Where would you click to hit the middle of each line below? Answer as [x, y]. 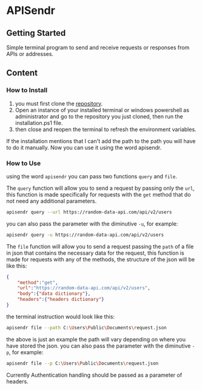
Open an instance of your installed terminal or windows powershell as [102, 110]
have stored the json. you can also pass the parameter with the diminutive [99, 346]
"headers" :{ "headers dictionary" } [61, 300]
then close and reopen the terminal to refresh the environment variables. [106, 129]
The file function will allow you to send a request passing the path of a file [100, 246]
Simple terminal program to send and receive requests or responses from [98, 47]
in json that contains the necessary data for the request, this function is [95, 253]
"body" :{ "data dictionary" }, [54, 294]
